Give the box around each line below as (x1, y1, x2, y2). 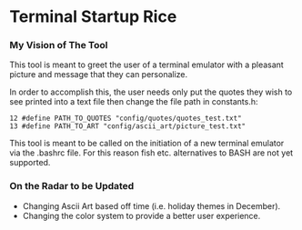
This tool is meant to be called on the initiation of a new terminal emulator (9, 138, 285, 149)
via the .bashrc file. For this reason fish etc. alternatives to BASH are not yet (9, 147, 294, 158)
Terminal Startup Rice (9, 6, 177, 27)
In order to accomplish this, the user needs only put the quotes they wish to (9, 86, 293, 97)
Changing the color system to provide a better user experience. (22, 210, 261, 221)
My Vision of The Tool (9, 39, 108, 52)
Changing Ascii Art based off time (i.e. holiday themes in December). (22, 200, 281, 211)
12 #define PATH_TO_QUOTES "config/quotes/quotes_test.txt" (9, 114, 243, 124)
